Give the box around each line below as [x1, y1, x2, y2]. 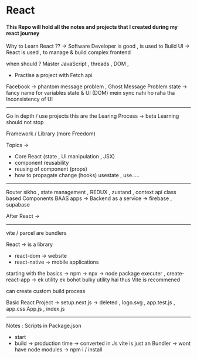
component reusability [14, 159, 69, 167]
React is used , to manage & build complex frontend [6, 49, 131, 56]
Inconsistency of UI [6, 95, 53, 103]
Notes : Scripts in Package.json [6, 322, 82, 330]
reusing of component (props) [14, 165, 88, 172]
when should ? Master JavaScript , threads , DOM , [6, 60, 129, 68]
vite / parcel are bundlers [6, 230, 67, 237]
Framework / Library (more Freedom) [6, 130, 96, 137]
